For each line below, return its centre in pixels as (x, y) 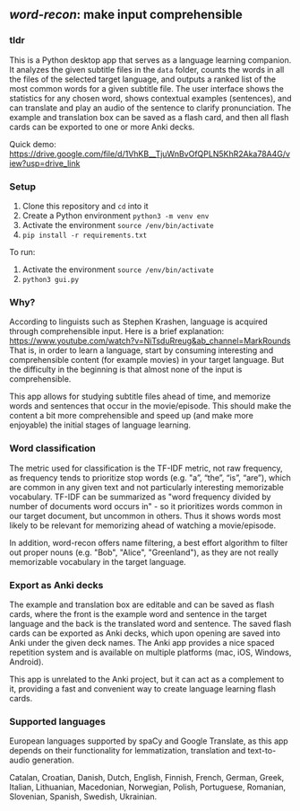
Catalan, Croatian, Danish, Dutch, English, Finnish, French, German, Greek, (147, 778)
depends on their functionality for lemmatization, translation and (128, 751)
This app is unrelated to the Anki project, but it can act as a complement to (147, 679)
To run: (22, 251)
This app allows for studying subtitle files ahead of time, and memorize (140, 397)
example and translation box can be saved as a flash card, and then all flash (149, 117)
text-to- (262, 751)
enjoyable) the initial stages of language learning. (100, 425)
